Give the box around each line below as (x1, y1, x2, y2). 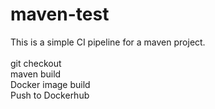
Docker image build (10, 78, 91, 90)
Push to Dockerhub (10, 89, 90, 101)
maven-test (10, 3, 110, 26)
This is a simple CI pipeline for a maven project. (10, 36, 206, 48)
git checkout (10, 57, 62, 69)
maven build (10, 68, 62, 80)
